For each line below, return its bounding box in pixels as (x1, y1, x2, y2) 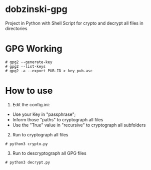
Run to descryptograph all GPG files (12, 150, 86, 156)
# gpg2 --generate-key (5, 59, 52, 65)
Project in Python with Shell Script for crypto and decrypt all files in (5, 20, 143, 26)
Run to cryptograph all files (12, 131, 68, 137)
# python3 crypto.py (5, 141, 48, 146)
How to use (5, 85, 53, 96)
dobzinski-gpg (5, 4, 67, 15)
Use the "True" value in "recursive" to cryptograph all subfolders (12, 122, 146, 128)
